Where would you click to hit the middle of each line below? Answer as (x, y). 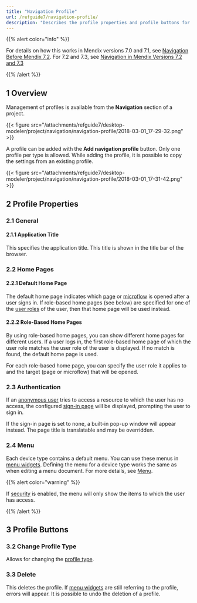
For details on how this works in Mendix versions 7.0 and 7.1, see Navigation (97, 51)
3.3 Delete (21, 575)
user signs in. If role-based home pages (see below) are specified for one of (98, 302)
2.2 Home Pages (30, 269)
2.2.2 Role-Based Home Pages (44, 322)
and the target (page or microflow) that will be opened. (72, 372)
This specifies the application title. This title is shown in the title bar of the (95, 247)
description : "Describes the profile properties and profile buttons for (98, 22)
